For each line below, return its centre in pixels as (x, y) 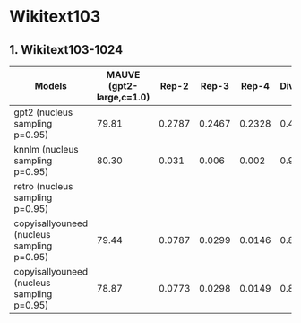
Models (51, 86)
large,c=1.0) (123, 97)
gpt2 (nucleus (43, 112)
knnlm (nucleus (46, 149)
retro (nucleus (43, 186)
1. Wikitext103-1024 (66, 50)
